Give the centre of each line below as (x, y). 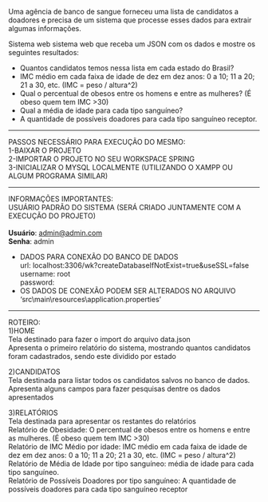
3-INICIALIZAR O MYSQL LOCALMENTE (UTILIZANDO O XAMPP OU (121, 167)
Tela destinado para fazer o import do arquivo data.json (100, 339)
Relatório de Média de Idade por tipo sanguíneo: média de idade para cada (131, 464)
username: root (45, 274)
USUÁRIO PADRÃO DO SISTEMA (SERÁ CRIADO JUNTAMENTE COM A (125, 207)
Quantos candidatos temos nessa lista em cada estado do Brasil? (127, 68)
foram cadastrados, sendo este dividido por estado (93, 356)
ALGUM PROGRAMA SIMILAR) (58, 176)
